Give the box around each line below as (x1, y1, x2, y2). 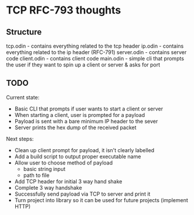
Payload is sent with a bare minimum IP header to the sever (14, 117, 158, 125)
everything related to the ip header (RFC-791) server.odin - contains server (6, 49, 187, 56)
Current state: (6, 93, 40, 100)
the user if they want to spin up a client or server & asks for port (6, 61, 161, 68)
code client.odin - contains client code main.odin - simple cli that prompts (6, 55, 185, 62)
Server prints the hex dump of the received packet (14, 124, 137, 131)
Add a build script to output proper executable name (14, 153, 141, 160)
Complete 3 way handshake (14, 184, 82, 191)
